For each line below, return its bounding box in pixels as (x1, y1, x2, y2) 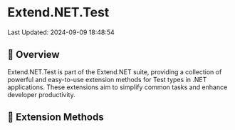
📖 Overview (7, 49, 60, 61)
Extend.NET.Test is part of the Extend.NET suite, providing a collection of (7, 67, 222, 76)
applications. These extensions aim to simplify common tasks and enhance (7, 83, 228, 91)
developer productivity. (7, 90, 76, 99)
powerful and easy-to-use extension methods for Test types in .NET (7, 75, 207, 84)
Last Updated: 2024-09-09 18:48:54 (7, 28, 115, 36)
